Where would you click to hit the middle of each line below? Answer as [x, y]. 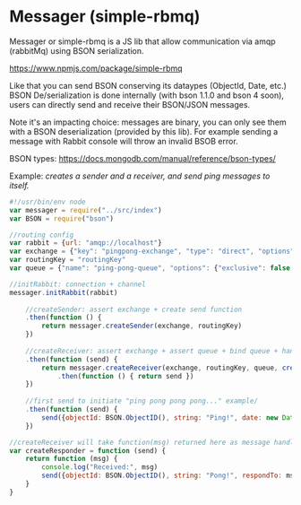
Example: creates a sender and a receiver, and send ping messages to [140, 176]
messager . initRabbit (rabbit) [64, 292]
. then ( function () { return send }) [125, 376]
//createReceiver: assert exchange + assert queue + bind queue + [152, 351]
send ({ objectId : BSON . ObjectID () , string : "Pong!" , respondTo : [162, 476]
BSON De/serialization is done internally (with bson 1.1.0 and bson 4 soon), [147, 95]
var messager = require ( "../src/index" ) [86, 210]
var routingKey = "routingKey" [68, 260]
